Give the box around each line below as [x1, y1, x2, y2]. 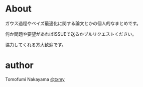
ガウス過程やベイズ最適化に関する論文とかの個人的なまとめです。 [5, 20, 141, 26]
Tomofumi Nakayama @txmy [5, 76, 65, 82]
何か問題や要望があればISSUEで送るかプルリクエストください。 [5, 31, 137, 37]
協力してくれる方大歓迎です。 [5, 41, 66, 48]
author [5, 60, 34, 71]
